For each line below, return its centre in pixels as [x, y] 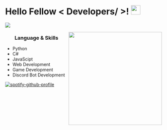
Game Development [33, 70]
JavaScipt [23, 59]
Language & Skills [37, 38]
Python [20, 49]
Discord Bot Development [39, 75]
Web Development [31, 65]
